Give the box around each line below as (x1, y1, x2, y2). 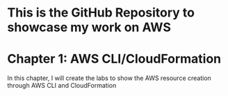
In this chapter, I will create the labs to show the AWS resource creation (7, 74, 212, 82)
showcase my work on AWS (7, 19, 172, 35)
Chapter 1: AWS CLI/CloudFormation (7, 51, 222, 67)
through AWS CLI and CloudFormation (7, 81, 117, 90)
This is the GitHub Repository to (7, 5, 195, 21)
